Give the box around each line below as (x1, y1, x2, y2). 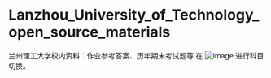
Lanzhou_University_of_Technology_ (8, 6, 260, 24)
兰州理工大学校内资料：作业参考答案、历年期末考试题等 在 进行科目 (8, 50, 264, 60)
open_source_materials (8, 23, 171, 41)
